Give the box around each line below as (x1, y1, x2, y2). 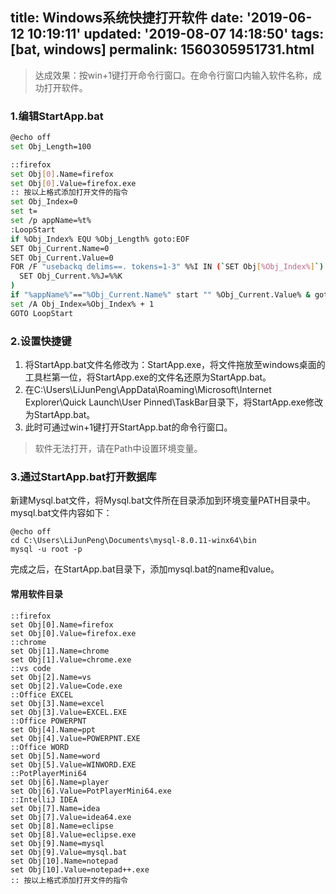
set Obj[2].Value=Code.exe (10, 681, 123, 691)
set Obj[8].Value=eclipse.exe (10, 829, 137, 840)
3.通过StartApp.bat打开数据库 (10, 469, 157, 483)
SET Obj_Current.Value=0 (10, 253, 114, 263)
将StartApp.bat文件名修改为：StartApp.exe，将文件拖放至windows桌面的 (24, 359, 326, 371)
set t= (10, 206, 38, 217)
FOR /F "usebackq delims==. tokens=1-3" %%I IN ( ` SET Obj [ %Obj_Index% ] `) (10, 262, 325, 272)
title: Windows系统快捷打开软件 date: (10, 9, 244, 27)
